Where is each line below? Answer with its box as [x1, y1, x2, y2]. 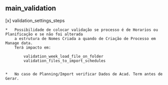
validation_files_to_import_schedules [23, 58, 106, 63]
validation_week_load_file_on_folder [23, 54, 103, 59]
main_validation [5, 4, 57, 13]
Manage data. [5, 40, 33, 46]
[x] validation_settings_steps [5, 17, 65, 23]
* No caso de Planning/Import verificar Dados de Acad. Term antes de [5, 71, 163, 76]
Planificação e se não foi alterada [5, 31, 83, 37]
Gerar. [5, 76, 19, 81]
